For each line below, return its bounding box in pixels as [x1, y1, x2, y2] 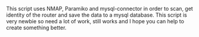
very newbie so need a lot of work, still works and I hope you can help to [6, 18, 185, 24]
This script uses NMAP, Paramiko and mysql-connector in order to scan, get [6, 5, 194, 12]
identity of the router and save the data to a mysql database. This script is [6, 11, 188, 18]
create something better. [6, 24, 67, 31]
